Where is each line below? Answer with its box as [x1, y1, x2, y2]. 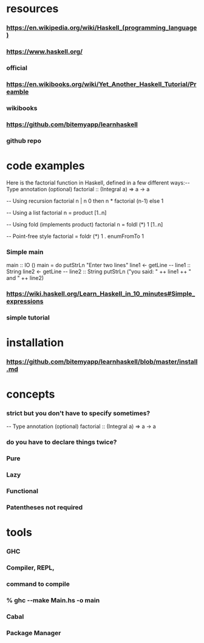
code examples [6, 158, 85, 172]
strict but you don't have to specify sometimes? [6, 409, 151, 417]
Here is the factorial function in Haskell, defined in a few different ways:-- [6, 179, 190, 186]
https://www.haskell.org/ [6, 47, 83, 56]
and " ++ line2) [6, 274, 44, 281]
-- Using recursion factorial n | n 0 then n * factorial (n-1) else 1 [6, 197, 164, 205]
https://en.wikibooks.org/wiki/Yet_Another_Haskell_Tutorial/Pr [6, 80, 197, 88]
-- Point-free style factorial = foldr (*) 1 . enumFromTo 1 [6, 233, 144, 240]
